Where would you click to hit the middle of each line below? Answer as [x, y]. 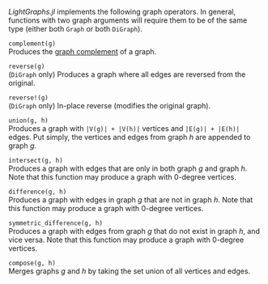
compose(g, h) [32, 263]
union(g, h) [28, 121]
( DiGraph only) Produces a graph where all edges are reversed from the [127, 74]
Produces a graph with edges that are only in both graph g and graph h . [128, 168]
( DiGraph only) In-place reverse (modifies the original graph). [110, 106]
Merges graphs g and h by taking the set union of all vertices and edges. [130, 271]
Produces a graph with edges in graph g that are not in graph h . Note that [131, 200]
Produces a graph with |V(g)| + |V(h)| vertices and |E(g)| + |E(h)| [124, 128]
